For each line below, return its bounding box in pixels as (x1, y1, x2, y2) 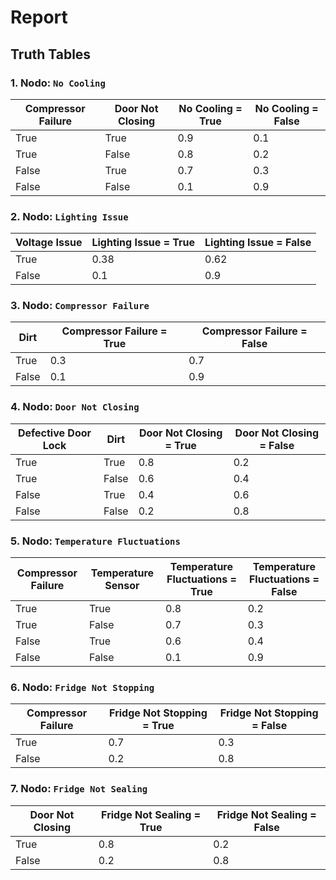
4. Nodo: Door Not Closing (10, 400, 140, 414)
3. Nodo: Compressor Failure (10, 299, 150, 313)
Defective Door (17, 426, 92, 440)
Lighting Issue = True (91, 236, 196, 250)
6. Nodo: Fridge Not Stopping (10, 680, 155, 694)
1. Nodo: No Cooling (10, 76, 106, 90)
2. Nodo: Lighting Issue (10, 209, 129, 223)
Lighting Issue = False (204, 236, 312, 250)
